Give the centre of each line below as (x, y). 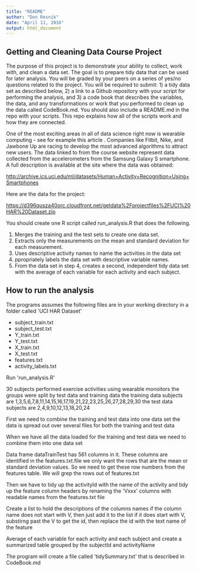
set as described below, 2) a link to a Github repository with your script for (96, 91)
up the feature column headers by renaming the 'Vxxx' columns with (89, 491)
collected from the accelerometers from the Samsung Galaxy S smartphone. (98, 159)
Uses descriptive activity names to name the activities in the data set (98, 253)
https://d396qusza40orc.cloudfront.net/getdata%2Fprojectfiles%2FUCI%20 (98, 205)
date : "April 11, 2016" (35, 22)
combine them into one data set (45, 443)
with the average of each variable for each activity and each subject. (97, 272)
